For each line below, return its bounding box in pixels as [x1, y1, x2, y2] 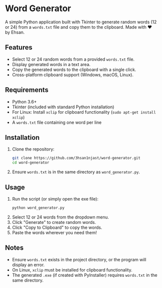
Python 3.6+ [12, 99, 37, 104]
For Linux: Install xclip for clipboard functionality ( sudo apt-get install [12, 109, 156, 115]
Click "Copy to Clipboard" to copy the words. [12, 224, 102, 230]
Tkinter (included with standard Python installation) [12, 104, 114, 110]
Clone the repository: [12, 146, 55, 152]
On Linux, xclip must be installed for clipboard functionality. [12, 267, 132, 272]
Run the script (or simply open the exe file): [12, 196, 98, 202]
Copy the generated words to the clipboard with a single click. [12, 67, 137, 72]
